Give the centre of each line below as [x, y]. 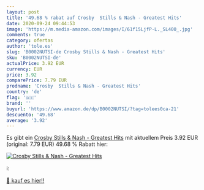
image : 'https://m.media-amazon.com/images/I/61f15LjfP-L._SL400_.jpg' [100, 29]
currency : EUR [25, 69]
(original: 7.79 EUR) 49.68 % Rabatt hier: [57, 144]
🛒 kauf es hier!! [25, 181]
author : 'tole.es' [30, 47]
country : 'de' [25, 92]
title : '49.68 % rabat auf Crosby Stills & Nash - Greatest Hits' [94, 18]
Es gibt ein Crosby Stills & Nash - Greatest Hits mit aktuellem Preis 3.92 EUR [102, 138]
